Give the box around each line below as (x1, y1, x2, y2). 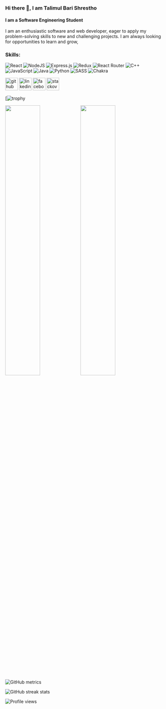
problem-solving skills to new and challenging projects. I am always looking (5, 34, 161, 40)
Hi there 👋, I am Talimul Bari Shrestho (5, 5, 97, 12)
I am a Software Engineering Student (5, 17, 83, 23)
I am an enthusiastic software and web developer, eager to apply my (5, 28, 146, 34)
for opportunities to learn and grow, (5, 39, 79, 45)
